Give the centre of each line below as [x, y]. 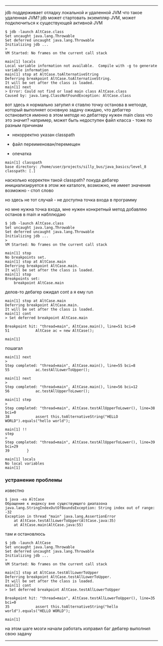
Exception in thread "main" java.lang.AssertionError [61, 517]
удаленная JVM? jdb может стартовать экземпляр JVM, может [70, 18]
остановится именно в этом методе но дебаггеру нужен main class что [79, 115]
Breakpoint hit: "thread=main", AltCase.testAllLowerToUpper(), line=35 [80, 598]
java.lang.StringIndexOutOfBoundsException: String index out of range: [80, 508]
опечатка [22, 153]
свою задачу [18, 634]
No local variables [25, 464]
